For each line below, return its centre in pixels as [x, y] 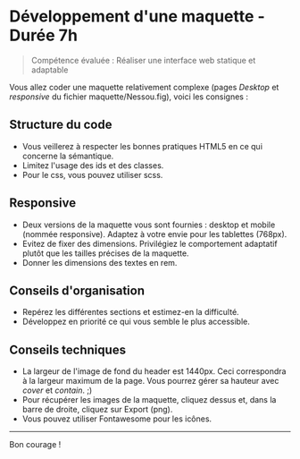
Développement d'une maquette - [137, 17]
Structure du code [61, 125]
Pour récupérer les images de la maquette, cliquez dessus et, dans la [149, 400]
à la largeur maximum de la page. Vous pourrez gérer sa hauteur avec [150, 381]
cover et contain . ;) [57, 390]
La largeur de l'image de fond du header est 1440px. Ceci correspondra [154, 371]
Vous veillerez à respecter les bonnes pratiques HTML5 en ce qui [142, 146]
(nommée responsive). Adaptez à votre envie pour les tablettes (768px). [154, 234]
